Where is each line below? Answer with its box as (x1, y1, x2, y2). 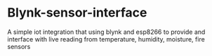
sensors (7, 42, 31, 50)
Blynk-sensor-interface (7, 5, 147, 21)
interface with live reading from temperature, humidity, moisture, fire (7, 35, 205, 43)
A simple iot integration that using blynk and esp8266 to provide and (7, 28, 206, 36)
